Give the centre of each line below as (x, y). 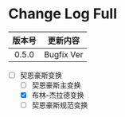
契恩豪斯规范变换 (60, 105)
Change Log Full (63, 14)
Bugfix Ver (64, 54)
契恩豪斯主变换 (56, 85)
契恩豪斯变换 (41, 75)
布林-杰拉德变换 (58, 96)
